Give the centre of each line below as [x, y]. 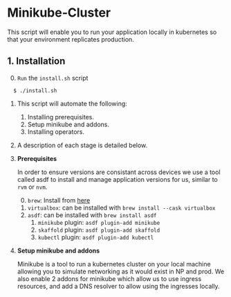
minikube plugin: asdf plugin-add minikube [99, 222]
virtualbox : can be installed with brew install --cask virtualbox [121, 207]
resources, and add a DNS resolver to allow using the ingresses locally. [118, 286]
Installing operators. [56, 131]
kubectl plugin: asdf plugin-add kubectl [96, 237]
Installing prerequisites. [61, 117]
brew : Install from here [59, 200]
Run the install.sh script [53, 78]
